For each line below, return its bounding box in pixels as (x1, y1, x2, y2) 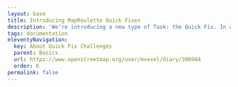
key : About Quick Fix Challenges (13, 43, 113, 50)
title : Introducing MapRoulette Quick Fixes (7, 17, 141, 24)
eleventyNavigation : (7, 36, 69, 43)
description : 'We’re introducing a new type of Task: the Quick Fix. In (7, 23, 227, 30)
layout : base (7, 10, 46, 18)
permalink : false (7, 69, 59, 76)
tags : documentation (7, 29, 69, 37)
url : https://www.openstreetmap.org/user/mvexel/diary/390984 (13, 56, 201, 63)
